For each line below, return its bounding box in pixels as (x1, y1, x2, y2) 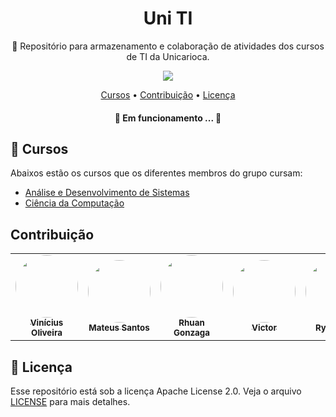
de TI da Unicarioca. (126, 50, 210, 62)
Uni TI (143, 7, 193, 30)
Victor (251, 322, 277, 334)
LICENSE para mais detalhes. (10, 395, 131, 407)
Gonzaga (173, 327, 210, 339)
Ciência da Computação (24, 197, 125, 209)
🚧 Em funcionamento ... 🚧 (114, 112, 222, 124)
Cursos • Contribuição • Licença (100, 88, 236, 101)
